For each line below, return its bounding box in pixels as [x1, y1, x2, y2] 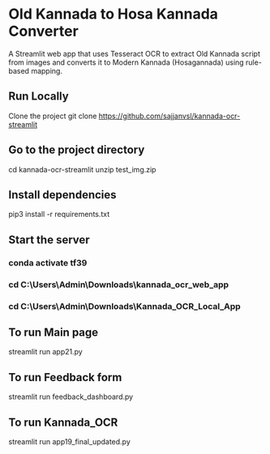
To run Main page [8, 325, 99, 339]
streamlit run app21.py [8, 347, 83, 357]
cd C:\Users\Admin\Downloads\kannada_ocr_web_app [8, 278, 229, 290]
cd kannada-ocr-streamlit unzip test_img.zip [8, 164, 156, 174]
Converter [8, 22, 79, 40]
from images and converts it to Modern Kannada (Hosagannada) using [8, 57, 245, 67]
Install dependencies [8, 188, 117, 202]
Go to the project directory [8, 143, 145, 157]
